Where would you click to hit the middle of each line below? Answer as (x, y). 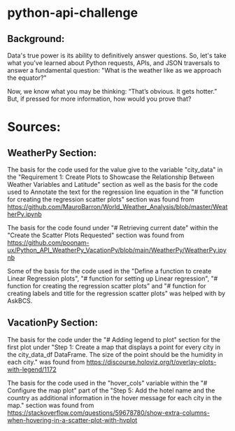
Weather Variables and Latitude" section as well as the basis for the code (113, 184)
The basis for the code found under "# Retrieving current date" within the (113, 228)
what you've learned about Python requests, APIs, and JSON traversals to (114, 63)
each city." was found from (46, 362)
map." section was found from (51, 405)
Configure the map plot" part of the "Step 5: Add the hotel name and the (111, 390)
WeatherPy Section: (52, 153)
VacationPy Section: (52, 323)
